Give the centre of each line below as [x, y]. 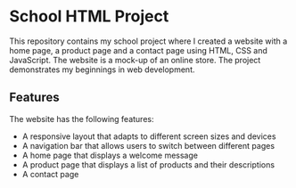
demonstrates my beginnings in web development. [102, 69]
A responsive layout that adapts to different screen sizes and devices [149, 136]
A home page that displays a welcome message [110, 155]
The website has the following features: [82, 119]
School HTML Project [89, 16]
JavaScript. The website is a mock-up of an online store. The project [135, 60]
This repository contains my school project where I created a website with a [148, 41]
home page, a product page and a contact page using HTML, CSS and [138, 50]
